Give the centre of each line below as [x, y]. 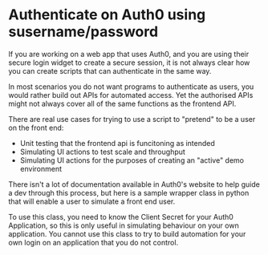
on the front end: [36, 127]
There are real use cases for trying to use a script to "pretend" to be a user [132, 119]
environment [41, 168]
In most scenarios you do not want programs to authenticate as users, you [131, 87]
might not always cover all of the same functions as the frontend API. [122, 103]
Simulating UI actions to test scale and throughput [103, 152]
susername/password [83, 32]
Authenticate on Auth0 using [107, 15]
